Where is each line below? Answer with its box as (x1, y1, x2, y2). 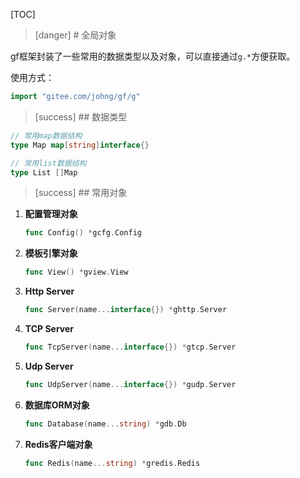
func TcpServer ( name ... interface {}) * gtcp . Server (24, 342, 237, 352)
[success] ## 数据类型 (34, 110, 128, 123)
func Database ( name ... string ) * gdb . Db (24, 419, 187, 429)
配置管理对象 (24, 208, 78, 220)
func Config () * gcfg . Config (24, 228, 142, 238)
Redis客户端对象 (24, 438, 93, 450)
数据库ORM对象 (24, 399, 90, 411)
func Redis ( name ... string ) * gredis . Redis (24, 458, 201, 468)
